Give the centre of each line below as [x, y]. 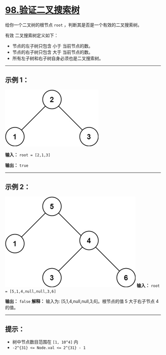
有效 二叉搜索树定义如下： [32, 35]
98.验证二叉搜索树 [42, 10]
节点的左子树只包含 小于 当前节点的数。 [52, 46]
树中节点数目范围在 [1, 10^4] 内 [45, 342]
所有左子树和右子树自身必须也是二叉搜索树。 [58, 58]
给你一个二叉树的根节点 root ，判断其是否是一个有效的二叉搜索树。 [74, 25]
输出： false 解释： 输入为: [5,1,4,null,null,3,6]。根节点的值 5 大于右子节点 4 [82, 301]
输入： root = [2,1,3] [28, 155]
